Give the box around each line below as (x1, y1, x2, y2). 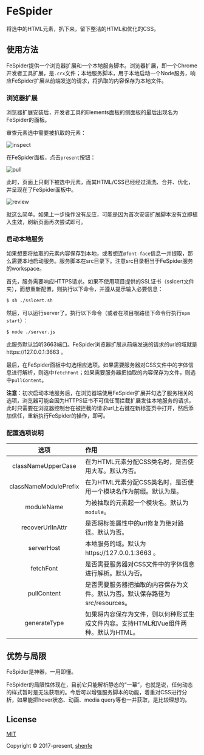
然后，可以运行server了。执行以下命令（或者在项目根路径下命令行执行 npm (6, 310, 190, 317)
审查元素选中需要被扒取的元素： (6, 129, 86, 137)
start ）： (6, 317, 29, 324)
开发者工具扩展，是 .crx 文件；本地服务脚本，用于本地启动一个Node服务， (6, 69, 191, 76)
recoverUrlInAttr (21, 523, 68, 532)
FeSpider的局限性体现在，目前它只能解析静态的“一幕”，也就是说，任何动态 (6, 681, 193, 688)
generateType (24, 619, 64, 628)
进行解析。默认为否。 (84, 569, 146, 578)
